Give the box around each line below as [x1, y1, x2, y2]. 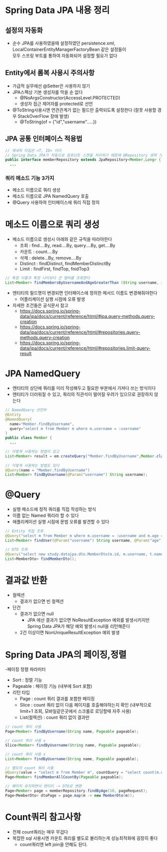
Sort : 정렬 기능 [12, 677, 42, 683]
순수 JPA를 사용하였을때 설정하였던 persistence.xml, [12, 40, 116, 46]
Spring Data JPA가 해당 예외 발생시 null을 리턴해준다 [27, 623, 130, 629]
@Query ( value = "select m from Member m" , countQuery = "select [5, 770, 141, 775]
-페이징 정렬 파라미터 [5, 666, 46, 672]
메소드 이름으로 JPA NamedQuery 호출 [12, 193, 89, 199]
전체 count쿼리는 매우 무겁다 [12, 829, 68, 835]
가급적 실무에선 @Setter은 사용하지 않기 [12, 83, 90, 89]
